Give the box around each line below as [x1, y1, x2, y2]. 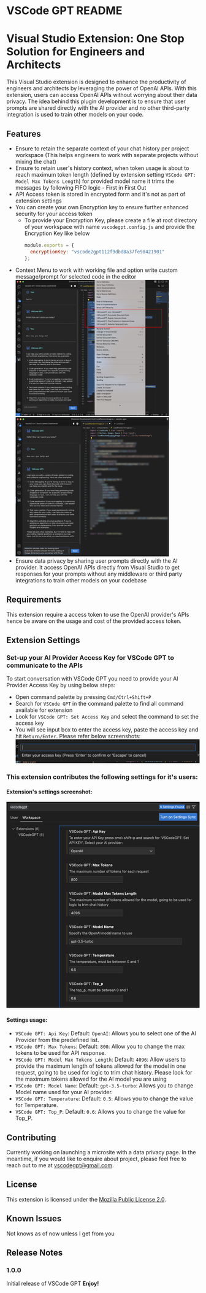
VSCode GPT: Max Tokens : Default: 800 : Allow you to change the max [15, 1043, 185, 1050]
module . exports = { [24, 242, 75, 249]
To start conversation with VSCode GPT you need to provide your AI [6, 675, 179, 682]
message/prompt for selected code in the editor [15, 272, 137, 280]
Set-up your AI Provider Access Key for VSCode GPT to [6, 654, 175, 662]
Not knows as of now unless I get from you [6, 1230, 115, 1237]
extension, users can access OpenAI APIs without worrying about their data [6, 91, 197, 99]
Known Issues [6, 1213, 62, 1224]
